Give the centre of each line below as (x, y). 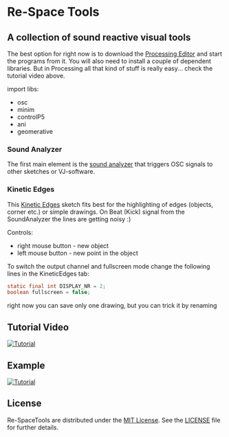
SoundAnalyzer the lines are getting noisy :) (69, 219)
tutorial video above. (36, 76)
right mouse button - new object (63, 245)
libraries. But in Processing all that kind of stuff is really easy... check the (110, 68)
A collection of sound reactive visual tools (99, 37)
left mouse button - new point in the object (78, 253)
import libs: (23, 89)
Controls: (20, 232)
